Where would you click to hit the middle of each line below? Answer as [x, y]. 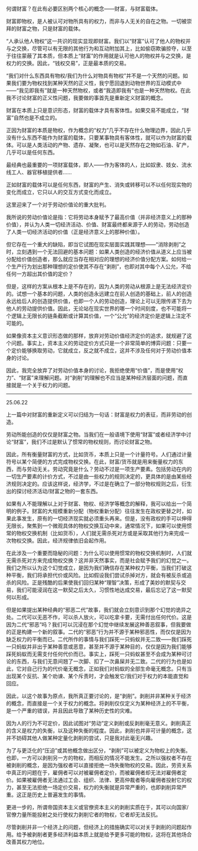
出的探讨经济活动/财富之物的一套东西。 [54, 491]
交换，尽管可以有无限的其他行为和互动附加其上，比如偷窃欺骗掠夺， [99, 48]
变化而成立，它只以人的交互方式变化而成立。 [60, 192]
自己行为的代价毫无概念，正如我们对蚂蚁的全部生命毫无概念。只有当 [109, 669]
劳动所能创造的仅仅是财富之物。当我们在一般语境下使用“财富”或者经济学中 [96, 434]
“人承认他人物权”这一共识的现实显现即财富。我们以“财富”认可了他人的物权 [96, 41]
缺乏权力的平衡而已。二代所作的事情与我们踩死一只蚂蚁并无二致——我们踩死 [99, 639]
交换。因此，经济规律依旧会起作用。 [65, 540]
